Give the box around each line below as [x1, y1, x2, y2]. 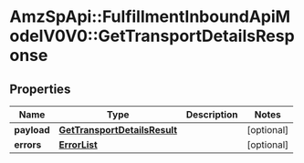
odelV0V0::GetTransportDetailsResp [9, 25, 295, 46]
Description [185, 108, 238, 120]
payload [14, 124, 50, 136]
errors [14, 138, 42, 151]
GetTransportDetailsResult [58, 124, 178, 136]
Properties [9, 81, 71, 97]
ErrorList [58, 138, 98, 151]
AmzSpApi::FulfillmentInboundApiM [9, 6, 290, 27]
